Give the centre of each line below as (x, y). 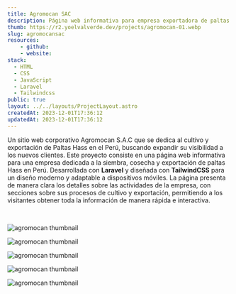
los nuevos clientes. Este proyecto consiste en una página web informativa (116, 155)
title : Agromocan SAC (39, 14)
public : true (27, 100)
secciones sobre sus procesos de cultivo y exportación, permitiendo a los (115, 192)
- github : (35, 47)
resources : (23, 40)
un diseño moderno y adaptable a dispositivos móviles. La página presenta (117, 178)
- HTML (23, 67)
